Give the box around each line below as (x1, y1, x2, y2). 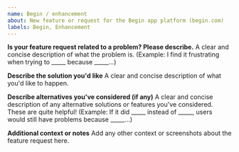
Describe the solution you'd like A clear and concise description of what (7, 71, 222, 80)
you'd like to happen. (7, 79, 69, 88)
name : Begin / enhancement (7, 10, 87, 18)
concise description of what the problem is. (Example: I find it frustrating (7, 50, 220, 59)
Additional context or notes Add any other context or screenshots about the (7, 129, 232, 138)
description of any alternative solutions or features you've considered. (7, 100, 213, 109)
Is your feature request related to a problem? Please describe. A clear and (7, 43, 229, 52)
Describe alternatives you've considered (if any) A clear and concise (7, 93, 213, 101)
